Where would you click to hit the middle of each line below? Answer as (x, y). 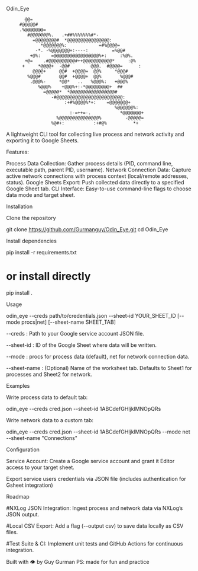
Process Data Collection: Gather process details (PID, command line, (90, 163)
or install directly (48, 277)
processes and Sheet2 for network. (49, 374)
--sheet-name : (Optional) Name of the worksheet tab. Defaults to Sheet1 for (99, 368)
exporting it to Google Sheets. (43, 141)
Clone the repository (31, 218)
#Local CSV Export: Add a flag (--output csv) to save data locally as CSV (95, 526)
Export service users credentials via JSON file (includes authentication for (96, 479)
